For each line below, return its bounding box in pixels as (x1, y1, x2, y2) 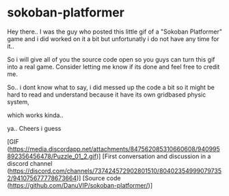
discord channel (7, 159, 53, 167)
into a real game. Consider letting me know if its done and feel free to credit (7, 62, 220, 71)
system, (7, 97, 29, 106)
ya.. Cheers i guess (7, 124, 62, 132)
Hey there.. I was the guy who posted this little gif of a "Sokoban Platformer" (7, 27, 222, 36)
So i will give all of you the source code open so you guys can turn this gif (7, 55, 215, 63)
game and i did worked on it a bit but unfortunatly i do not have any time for (7, 34, 220, 42)
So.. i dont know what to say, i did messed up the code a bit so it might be (7, 83, 215, 91)
